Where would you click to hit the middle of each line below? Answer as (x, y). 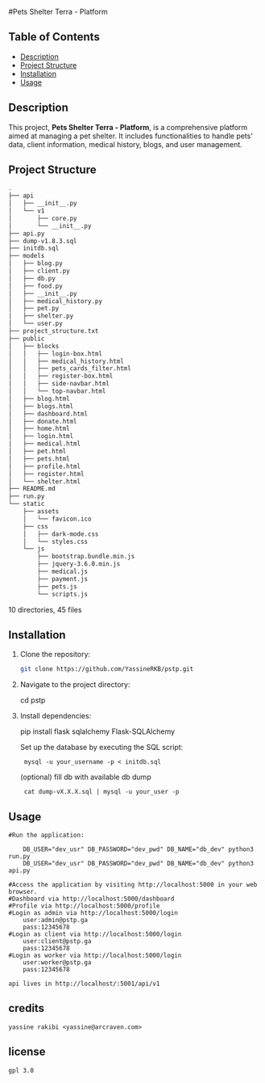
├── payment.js (63, 579)
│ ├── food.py (35, 286)
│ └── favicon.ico (57, 519)
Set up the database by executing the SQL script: (101, 748)
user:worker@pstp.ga (57, 963)
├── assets (41, 512)
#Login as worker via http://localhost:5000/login (95, 956)
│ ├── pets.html (39, 459)
